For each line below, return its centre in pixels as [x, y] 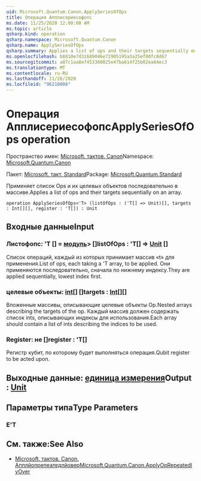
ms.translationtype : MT [36, 68]
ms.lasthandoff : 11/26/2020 [41, 79]
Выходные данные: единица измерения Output [99, 378]
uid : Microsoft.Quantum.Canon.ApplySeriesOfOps [67, 12]
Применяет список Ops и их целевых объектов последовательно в [92, 186]
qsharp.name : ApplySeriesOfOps [45, 46]
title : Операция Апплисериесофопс [49, 17]
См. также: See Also [45, 444]
